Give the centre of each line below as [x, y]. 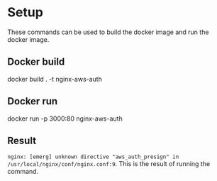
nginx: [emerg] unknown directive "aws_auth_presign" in [93, 157]
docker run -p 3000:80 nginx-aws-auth [65, 119]
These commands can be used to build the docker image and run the [108, 32]
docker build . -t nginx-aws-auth [55, 79]
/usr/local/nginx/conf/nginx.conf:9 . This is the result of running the [109, 164]
